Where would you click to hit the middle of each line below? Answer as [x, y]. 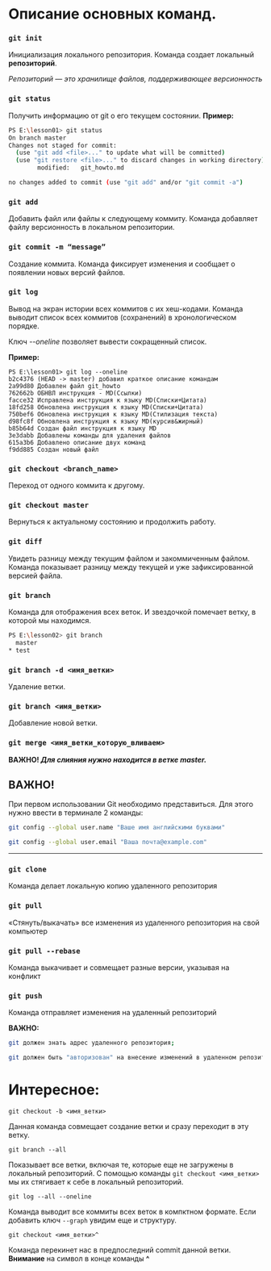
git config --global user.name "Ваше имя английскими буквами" [117, 828]
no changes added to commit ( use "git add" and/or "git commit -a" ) [126, 182]
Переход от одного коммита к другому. [77, 486]
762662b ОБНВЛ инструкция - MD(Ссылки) [75, 393]
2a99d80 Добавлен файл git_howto [65, 386]
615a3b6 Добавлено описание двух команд [77, 442]
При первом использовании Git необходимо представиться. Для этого [131, 805]
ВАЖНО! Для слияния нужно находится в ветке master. [108, 759]
